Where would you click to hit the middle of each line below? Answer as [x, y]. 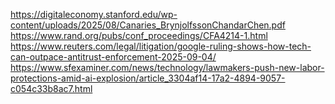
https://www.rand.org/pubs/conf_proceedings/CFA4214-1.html [139, 35]
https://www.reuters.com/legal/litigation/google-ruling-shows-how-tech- [161, 46]
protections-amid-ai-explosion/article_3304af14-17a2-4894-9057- [148, 78]
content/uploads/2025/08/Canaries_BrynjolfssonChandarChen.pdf [148, 25]
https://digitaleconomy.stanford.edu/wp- [94, 14]
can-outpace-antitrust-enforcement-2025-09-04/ [113, 57]
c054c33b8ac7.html [51, 88]
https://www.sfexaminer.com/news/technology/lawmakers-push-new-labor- [167, 67]
